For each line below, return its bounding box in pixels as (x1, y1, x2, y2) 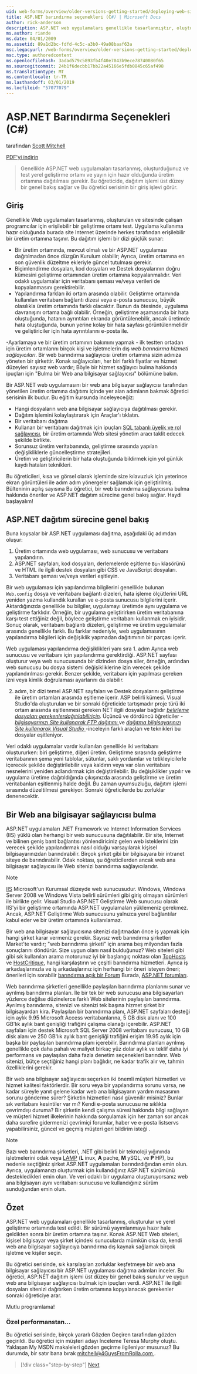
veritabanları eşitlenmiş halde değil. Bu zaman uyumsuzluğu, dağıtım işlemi (6, 780, 187, 787)
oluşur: (6, 536, 23, 543)
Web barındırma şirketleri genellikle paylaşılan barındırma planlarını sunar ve (6, 983, 191, 990)
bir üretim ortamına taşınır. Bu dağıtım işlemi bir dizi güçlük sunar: (6, 235, 164, 242)
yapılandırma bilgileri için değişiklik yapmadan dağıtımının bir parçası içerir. (6, 634, 187, 641)
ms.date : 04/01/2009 (6, 36, 57, 42)
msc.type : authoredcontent (6, 52, 72, 58)
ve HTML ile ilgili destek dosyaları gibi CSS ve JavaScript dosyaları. (14, 566, 178, 573)
